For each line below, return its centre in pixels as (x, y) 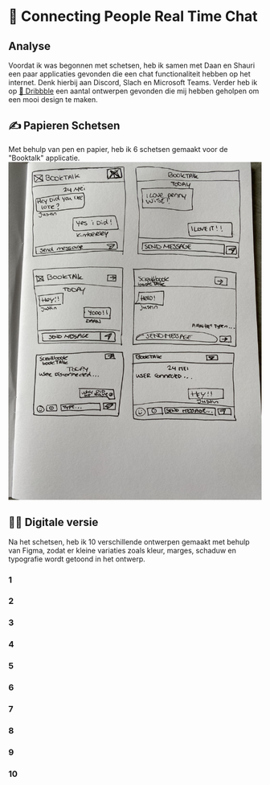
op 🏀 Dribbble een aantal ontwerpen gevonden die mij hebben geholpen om (134, 91)
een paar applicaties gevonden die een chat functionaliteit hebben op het (129, 74)
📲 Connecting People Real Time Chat (133, 16)
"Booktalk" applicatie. (44, 158)
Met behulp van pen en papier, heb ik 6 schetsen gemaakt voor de (118, 149)
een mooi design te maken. (53, 99)
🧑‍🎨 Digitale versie (53, 522)
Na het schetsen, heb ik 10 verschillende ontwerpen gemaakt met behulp (129, 541)
